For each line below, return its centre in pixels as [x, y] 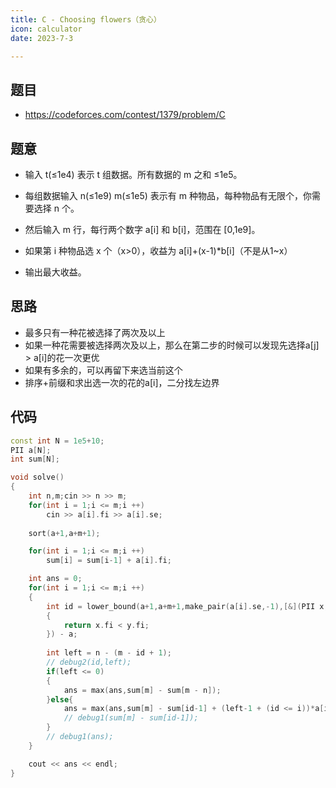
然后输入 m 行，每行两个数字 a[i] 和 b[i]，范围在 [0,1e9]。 [142, 229]
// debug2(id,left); [89, 662]
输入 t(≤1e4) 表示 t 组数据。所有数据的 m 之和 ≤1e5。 [133, 174]
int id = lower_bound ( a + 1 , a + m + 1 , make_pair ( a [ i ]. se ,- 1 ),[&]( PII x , [187, 606]
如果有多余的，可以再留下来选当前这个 [103, 370]
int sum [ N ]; [35, 459]
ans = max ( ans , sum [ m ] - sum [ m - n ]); [142, 690]
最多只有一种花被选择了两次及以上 [95, 332]
